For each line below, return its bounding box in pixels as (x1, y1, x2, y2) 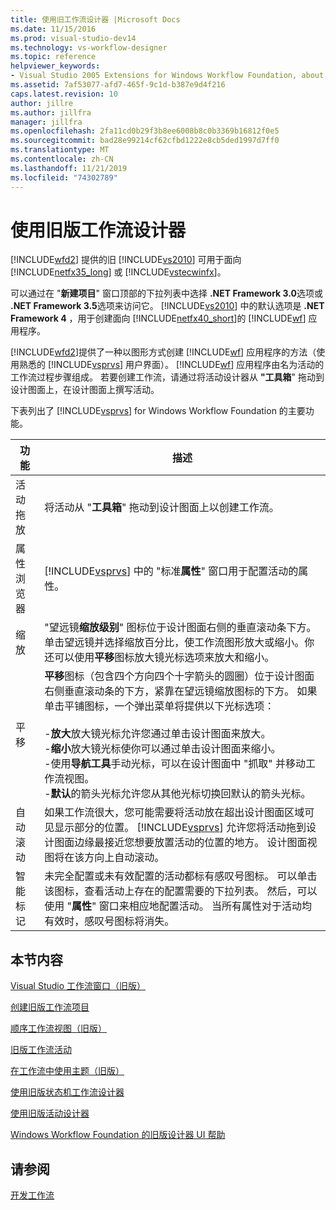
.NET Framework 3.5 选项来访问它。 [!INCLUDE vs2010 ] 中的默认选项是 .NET (10, 300, 325, 312)
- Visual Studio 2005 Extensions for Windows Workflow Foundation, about (10, 71, 325, 81)
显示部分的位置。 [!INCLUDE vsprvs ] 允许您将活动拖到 (54, 821, 307, 835)
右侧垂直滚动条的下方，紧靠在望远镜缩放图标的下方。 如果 (44, 684, 318, 698)
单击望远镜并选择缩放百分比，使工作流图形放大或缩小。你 (44, 636, 315, 650)
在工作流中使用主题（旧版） (10, 1065, 125, 1077)
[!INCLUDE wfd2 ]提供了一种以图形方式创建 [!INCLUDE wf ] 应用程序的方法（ (10, 346, 317, 358)
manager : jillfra (10, 117, 83, 127)
